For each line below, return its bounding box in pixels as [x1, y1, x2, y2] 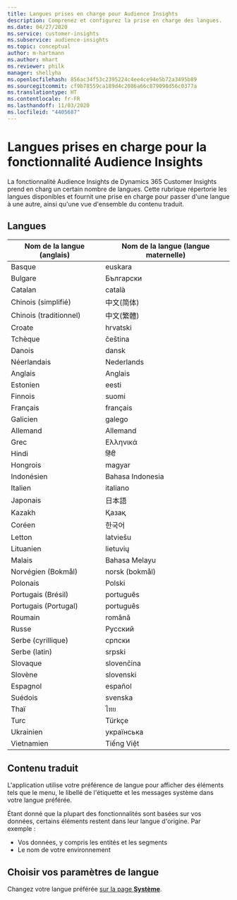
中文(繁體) [105, 311, 140, 321]
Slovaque [11, 658, 42, 668]
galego [105, 414, 128, 424]
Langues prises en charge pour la [7, 139, 207, 155]
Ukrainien [11, 727, 43, 736]
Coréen [11, 519, 36, 529]
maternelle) [145, 249, 186, 259]
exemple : [7, 825, 36, 833]
